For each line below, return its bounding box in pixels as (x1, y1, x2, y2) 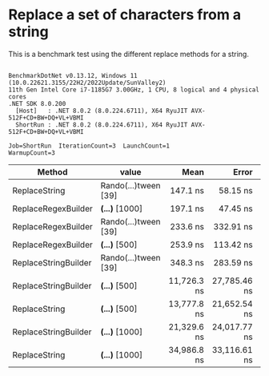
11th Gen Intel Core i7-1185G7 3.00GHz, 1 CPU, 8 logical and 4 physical (8, 86, 260, 94)
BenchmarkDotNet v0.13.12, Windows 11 (8, 71, 138, 79)
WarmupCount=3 (8, 148, 56, 157)
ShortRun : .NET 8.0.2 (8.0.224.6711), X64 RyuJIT (15, 120, 188, 129)
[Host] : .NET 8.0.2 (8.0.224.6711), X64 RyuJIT (15, 107, 188, 115)
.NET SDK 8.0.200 (8, 99, 66, 107)
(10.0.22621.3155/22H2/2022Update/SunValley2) (8, 79, 167, 87)
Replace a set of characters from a (8, 6, 242, 24)
